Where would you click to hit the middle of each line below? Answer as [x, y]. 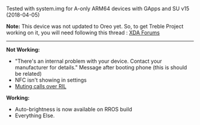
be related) [28, 74]
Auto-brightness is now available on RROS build [73, 109]
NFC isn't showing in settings [51, 80]
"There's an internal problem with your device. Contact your [88, 61]
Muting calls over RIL [40, 86]
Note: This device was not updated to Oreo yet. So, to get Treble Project [95, 26]
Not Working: [23, 49]
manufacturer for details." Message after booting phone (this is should [101, 67]
